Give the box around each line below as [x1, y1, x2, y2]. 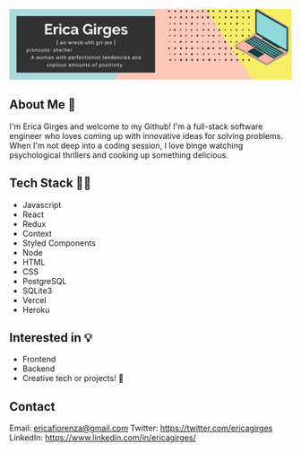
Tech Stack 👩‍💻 [9, 176, 92, 191]
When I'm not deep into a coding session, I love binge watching [9, 140, 244, 151]
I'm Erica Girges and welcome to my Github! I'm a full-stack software [9, 121, 263, 132]
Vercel [21, 294, 47, 305]
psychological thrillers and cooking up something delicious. [9, 149, 228, 161]
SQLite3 [21, 285, 53, 296]
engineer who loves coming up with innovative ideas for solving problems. [9, 130, 284, 141]
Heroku [21, 304, 50, 315]
